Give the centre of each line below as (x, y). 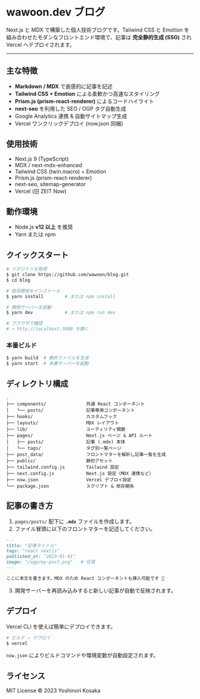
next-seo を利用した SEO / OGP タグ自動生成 (71, 108)
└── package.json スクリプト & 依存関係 (70, 486)
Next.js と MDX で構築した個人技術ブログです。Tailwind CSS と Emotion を (98, 30)
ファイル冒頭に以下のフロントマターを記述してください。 (85, 529)
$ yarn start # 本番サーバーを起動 (48, 363)
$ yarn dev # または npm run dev (61, 313)
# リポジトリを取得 (27, 269)
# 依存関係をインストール (33, 291)
